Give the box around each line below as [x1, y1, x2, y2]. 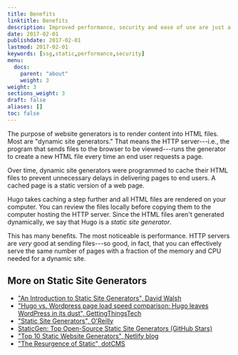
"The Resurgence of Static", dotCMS [17, 339, 126, 348]
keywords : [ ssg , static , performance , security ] [7, 51, 145, 58]
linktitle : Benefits [7, 17, 69, 24]
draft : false [7, 97, 46, 104]
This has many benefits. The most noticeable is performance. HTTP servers [7, 231, 230, 240]
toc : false [7, 110, 40, 117]
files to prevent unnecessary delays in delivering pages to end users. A [7, 173, 216, 182]
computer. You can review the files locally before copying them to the [7, 202, 212, 211]
